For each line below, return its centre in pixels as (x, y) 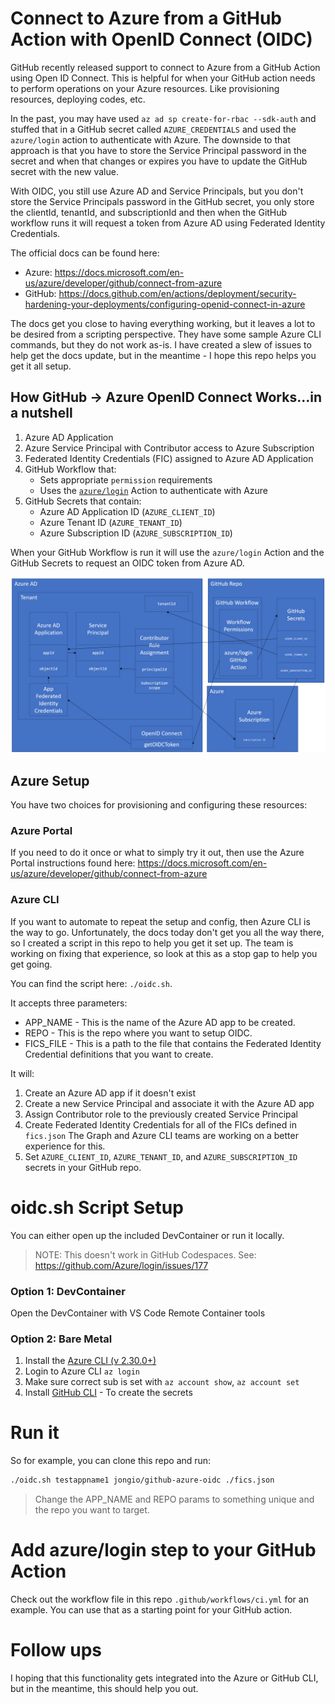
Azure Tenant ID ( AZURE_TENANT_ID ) (111, 522)
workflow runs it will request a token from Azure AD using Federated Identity (168, 223)
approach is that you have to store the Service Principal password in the (158, 150)
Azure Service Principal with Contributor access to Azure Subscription (169, 448)
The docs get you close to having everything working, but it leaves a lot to (163, 323)
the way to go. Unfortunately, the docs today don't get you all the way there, (167, 932)
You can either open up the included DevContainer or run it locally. (147, 1235)
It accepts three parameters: (69, 1003)
